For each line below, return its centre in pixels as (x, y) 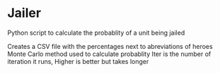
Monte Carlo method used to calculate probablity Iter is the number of (109, 54)
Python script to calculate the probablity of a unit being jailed (96, 33)
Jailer (24, 13)
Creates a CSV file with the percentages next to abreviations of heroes (110, 46)
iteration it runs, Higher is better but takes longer (78, 61)
